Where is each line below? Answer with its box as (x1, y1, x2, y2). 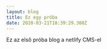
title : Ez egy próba (6, 14, 58, 20)
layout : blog (6, 8, 39, 15)
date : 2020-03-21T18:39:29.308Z (6, 20, 87, 26)
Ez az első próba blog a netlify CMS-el (6, 36, 102, 44)
